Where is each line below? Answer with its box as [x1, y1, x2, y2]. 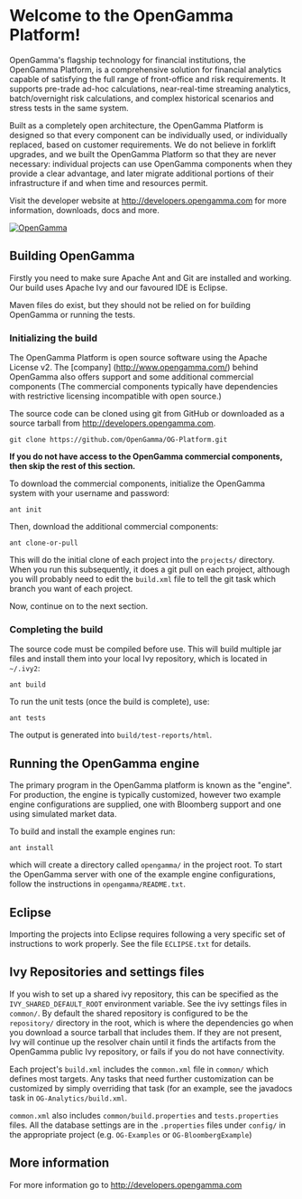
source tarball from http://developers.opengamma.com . [9, 417, 216, 429]
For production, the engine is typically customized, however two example [9, 790, 281, 801]
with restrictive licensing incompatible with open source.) [9, 390, 223, 402]
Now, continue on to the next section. [9, 601, 149, 612]
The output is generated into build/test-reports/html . [9, 729, 213, 741]
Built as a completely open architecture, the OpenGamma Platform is [9, 119, 264, 131]
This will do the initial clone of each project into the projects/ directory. [9, 555, 275, 566]
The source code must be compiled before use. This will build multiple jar [9, 643, 282, 655]
